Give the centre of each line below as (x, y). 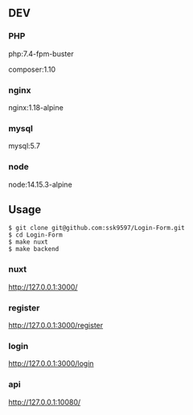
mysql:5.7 (24, 146)
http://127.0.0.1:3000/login (51, 364)
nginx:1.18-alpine (36, 107)
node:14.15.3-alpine (40, 184)
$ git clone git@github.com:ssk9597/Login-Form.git (96, 228)
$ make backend (34, 249)
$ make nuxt (28, 242)
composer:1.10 (32, 69)
